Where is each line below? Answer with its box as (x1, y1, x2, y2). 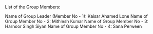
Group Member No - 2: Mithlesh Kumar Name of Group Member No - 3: (5, 19, 149, 24)
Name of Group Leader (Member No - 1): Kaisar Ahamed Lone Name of (5, 13, 148, 19)
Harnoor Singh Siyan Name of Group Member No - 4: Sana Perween (5, 23, 142, 29)
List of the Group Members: (5, 4, 60, 10)
